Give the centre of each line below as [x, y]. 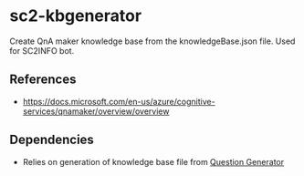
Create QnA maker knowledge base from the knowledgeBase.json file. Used [152, 41]
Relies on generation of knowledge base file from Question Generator [153, 161]
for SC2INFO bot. [42, 50]
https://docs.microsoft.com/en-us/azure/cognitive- [119, 101]
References [43, 80]
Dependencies [52, 140]
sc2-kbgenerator [76, 16]
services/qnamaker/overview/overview [96, 111]
